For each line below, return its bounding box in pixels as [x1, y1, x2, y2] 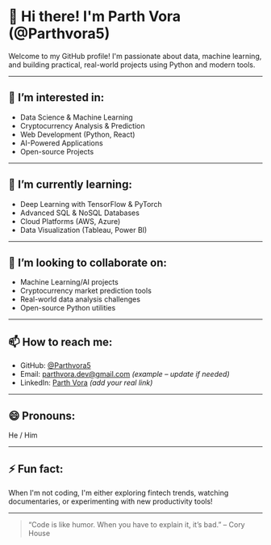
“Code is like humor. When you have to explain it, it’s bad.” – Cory [27, 519, 245, 529]
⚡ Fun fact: [8, 463, 64, 476]
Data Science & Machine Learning [19, 112, 133, 122]
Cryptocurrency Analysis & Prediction [19, 120, 145, 130]
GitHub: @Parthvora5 [19, 361, 91, 370]
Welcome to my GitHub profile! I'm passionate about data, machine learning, [8, 51, 262, 61]
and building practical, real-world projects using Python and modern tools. [8, 60, 256, 70]
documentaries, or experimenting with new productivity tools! [8, 496, 213, 506]
